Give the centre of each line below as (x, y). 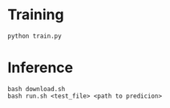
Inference (40, 68)
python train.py (34, 36)
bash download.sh (36, 89)
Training (36, 15)
